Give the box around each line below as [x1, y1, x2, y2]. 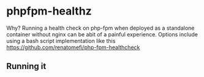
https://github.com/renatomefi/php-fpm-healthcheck [6, 44, 140, 51]
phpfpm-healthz [6, 4, 92, 18]
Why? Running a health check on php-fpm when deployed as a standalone [6, 24, 195, 32]
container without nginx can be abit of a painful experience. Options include [6, 30, 198, 38]
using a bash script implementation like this [6, 37, 116, 44]
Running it [6, 61, 47, 72]
